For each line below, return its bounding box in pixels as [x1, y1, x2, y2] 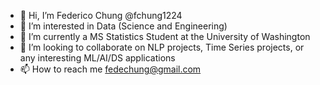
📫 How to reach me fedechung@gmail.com [19, 63, 202, 75]
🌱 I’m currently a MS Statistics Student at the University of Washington [19, 31, 311, 42]
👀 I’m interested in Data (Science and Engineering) [19, 20, 228, 32]
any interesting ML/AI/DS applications [19, 52, 176, 64]
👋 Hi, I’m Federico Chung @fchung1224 [19, 10, 183, 21]
